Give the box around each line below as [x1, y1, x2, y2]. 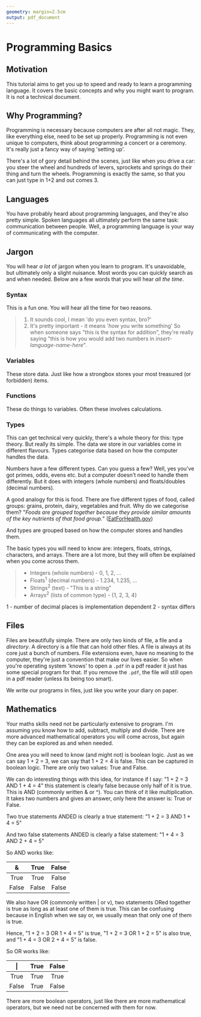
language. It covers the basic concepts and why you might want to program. [6, 87, 195, 94]
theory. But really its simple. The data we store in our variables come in [6, 440, 182, 448]
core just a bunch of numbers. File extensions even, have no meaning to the [6, 649, 194, 657]
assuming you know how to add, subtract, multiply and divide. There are [6, 727, 185, 734]
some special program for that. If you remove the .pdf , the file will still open [6, 668, 193, 675]
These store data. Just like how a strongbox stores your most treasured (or [6, 370, 191, 377]
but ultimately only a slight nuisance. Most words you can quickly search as [6, 269, 193, 276]
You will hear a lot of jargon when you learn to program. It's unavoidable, [6, 263, 186, 270]
